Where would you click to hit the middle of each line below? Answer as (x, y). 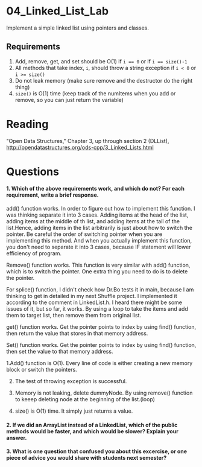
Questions (33, 172)
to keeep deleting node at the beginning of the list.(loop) (85, 399)
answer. (17, 437)
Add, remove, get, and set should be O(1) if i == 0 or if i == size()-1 (101, 61)
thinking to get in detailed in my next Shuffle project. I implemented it (92, 296)
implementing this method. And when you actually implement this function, (99, 241)
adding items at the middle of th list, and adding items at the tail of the (93, 221)
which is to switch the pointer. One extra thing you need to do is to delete (97, 272)
